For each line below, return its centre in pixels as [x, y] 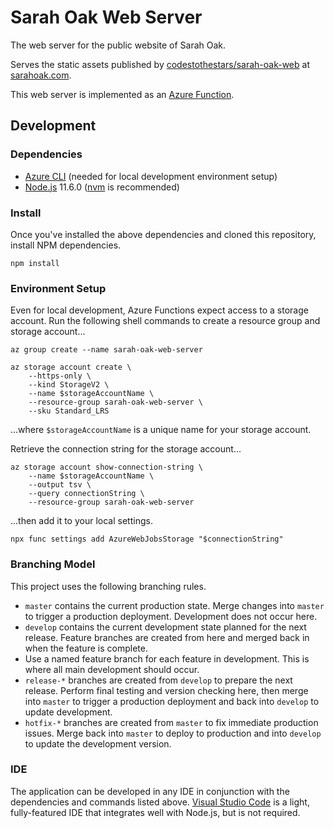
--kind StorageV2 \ [69, 385]
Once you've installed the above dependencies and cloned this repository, [163, 234]
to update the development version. [98, 743]
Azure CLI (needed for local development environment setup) [151, 176]
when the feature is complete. [86, 648]
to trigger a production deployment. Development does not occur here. [171, 616]
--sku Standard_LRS [69, 411]
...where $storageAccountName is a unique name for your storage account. [161, 430]
